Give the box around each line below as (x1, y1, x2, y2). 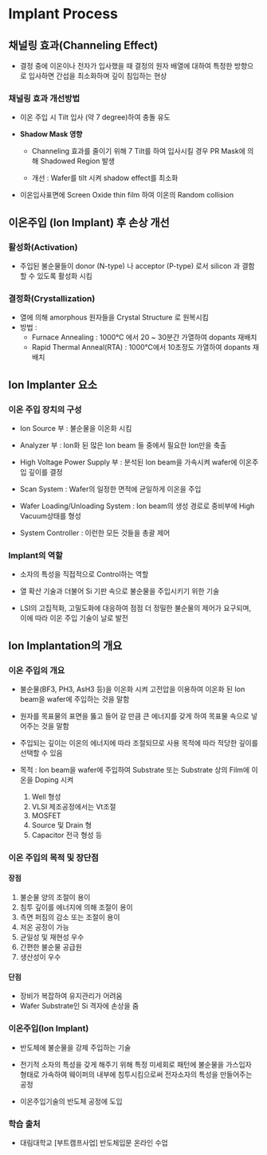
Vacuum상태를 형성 (19, 511, 81, 520)
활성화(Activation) (8, 241, 78, 253)
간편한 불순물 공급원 (19, 942, 82, 952)
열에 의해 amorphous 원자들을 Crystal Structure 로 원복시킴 (19, 312, 209, 323)
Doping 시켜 (34, 774, 74, 785)
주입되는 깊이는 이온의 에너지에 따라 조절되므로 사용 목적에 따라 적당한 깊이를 (19, 738, 259, 747)
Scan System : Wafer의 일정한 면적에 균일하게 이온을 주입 (19, 484, 202, 494)
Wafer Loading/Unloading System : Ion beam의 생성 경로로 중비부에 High (19, 501, 255, 511)
